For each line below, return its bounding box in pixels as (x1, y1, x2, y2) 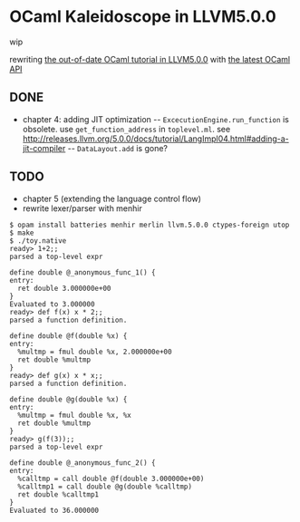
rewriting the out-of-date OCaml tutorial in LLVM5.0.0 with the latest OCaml (9, 53, 291, 64)
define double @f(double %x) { (9, 331, 128, 341)
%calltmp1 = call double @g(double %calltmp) (17, 482, 193, 491)
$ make (9, 228, 34, 237)
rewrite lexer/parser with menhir (22, 202, 142, 214)
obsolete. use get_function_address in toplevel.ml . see (22, 123, 231, 134)
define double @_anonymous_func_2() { (9, 458, 156, 468)
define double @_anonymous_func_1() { (9, 267, 156, 277)
